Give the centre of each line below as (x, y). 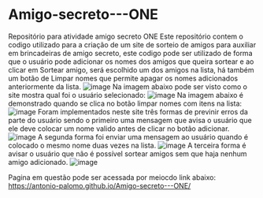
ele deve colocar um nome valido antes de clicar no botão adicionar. (119, 129)
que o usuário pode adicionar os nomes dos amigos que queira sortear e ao (131, 62)
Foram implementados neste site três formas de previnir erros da (143, 111)
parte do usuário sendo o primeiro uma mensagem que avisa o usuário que (130, 120)
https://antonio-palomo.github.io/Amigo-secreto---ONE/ (100, 185)
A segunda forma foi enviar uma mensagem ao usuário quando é (143, 136)
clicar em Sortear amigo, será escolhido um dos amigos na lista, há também (131, 69)
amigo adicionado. (38, 162)
